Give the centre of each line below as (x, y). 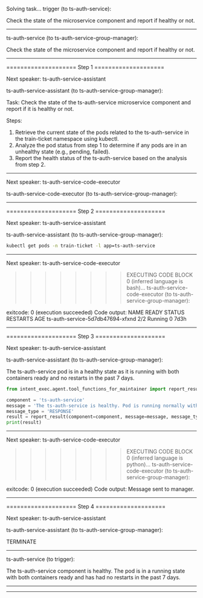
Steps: (14, 120)
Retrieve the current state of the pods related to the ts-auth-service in (102, 132)
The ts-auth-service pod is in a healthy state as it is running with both (93, 371)
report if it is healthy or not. (40, 109)
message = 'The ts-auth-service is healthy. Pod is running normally (96, 406)
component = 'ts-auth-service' (46, 400)
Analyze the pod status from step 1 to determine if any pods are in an (101, 145)
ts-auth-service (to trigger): (41, 559)
